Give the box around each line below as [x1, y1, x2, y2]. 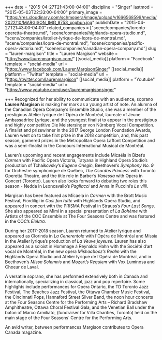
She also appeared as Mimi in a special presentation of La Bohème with [5, 208, 147, 214]
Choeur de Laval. [5, 264, 39, 269]
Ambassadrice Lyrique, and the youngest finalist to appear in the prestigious [5, 117, 157, 123]
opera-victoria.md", [5, 46, 44, 51]
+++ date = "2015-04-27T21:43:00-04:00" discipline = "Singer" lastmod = [5, 4, 154, 10]
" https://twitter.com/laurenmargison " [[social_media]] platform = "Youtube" [5, 76, 155, 82]
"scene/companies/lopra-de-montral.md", [5, 40, 89, 46]
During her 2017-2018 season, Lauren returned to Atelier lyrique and [5, 228, 141, 233]
